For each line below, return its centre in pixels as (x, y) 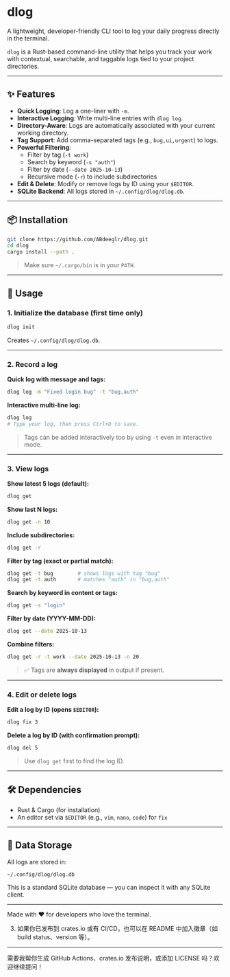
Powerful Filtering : (44, 147)
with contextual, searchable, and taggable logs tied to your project (101, 58)
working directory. (43, 133)
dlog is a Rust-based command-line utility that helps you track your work (110, 52)
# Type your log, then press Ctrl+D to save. (73, 424)
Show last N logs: (33, 509)
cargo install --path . (41, 252)
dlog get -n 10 (29, 522)
